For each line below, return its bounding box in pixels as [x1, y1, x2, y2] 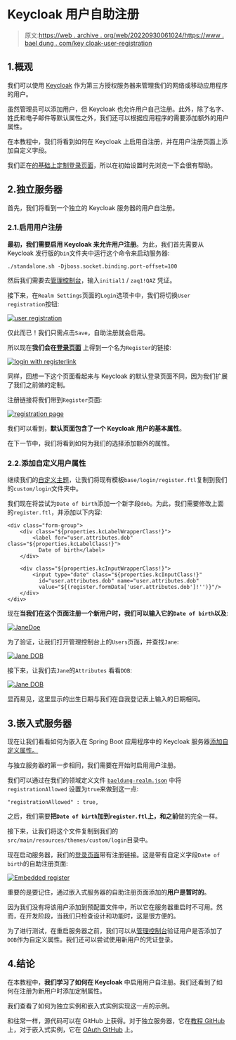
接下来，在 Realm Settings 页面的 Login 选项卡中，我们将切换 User [7, 291, 191, 299]
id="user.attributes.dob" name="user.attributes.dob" [38, 578, 199, 585]
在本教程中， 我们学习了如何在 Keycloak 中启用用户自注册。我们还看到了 [7, 977, 217, 986]
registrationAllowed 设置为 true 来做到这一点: [7, 784, 139, 793]
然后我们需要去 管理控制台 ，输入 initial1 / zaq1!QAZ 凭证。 [7, 275, 176, 285]
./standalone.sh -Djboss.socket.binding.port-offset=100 [7, 263, 178, 270]
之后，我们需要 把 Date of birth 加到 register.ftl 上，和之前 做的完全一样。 [7, 812, 221, 820]
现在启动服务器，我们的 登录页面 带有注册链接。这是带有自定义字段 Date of [7, 850, 221, 859]
